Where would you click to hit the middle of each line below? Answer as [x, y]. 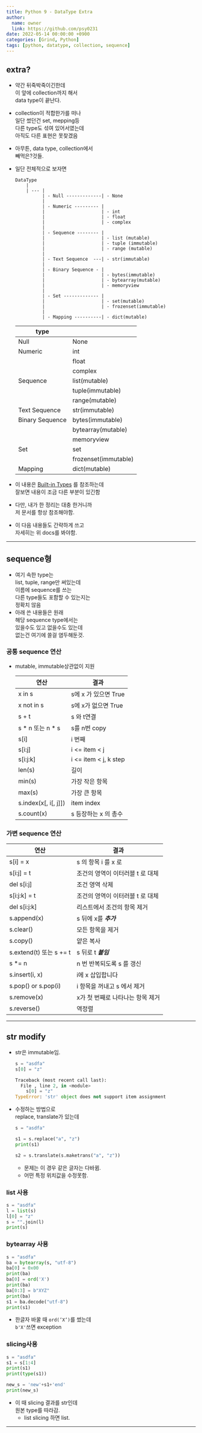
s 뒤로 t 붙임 [93, 953]
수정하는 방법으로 [35, 1109]
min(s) [27, 781]
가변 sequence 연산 [34, 833]
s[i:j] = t [20, 873]
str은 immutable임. [38, 1052]
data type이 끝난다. [38, 100]
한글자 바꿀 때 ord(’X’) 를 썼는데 [53, 1320]
